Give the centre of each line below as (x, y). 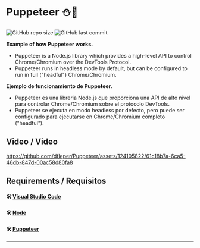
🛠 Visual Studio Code (34, 196)
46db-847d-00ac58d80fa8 (40, 162)
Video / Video (32, 142)
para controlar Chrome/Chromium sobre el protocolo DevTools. (92, 104)
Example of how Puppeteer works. (50, 44)
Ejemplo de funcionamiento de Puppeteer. (59, 86)
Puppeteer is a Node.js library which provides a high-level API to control (103, 55)
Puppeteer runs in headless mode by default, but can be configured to (101, 68)
